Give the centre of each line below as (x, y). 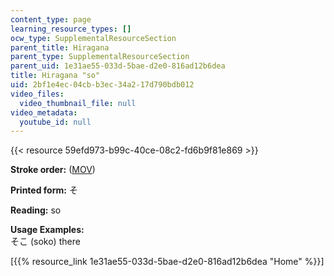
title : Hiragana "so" (55, 76)
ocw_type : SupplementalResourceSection (93, 38)
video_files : (37, 94)
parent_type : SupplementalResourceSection (100, 57)
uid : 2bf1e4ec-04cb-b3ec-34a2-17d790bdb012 (102, 85)
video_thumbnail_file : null (78, 103)
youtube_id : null (55, 122)
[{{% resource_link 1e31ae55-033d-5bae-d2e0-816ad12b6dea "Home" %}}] (167, 262)
